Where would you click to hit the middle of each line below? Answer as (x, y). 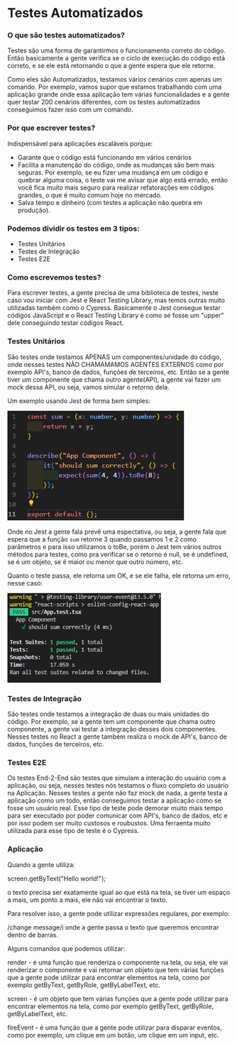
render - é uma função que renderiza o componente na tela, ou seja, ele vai (118, 962)
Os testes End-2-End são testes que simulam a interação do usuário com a (117, 778)
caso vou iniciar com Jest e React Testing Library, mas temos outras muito (116, 300)
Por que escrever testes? (51, 128)
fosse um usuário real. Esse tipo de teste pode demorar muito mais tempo (115, 808)
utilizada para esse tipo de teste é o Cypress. (73, 831)
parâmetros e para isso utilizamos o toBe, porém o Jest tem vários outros (115, 546)
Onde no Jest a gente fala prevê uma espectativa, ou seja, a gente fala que (117, 532)
